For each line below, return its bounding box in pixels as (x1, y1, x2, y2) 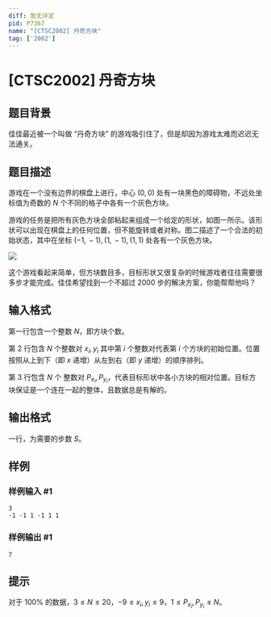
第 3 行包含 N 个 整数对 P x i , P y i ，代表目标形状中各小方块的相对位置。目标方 (8, 372, 256, 385)
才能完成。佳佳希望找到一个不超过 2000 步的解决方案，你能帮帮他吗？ (22, 277, 256, 287)
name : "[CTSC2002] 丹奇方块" (8, 27, 102, 35)
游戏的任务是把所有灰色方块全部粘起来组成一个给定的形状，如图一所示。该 (8, 215, 256, 225)
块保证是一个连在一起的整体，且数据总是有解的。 (8, 385, 171, 394)
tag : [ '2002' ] (8, 34, 56, 43)
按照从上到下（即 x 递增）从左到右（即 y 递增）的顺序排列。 (8, 355, 208, 365)
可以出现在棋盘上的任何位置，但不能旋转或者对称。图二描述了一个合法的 (15, 225, 256, 235)
